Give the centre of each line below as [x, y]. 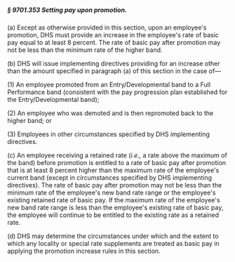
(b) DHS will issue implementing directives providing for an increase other [114, 63]
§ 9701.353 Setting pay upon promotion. [67, 10]
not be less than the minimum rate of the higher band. [85, 50]
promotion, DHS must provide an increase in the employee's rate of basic [113, 34]
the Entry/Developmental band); [53, 99]
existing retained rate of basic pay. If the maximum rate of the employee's [114, 199]
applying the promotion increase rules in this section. [84, 251]
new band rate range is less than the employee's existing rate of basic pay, [115, 207]
